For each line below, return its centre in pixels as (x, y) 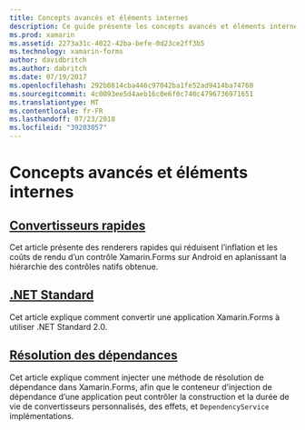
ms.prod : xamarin (42, 35)
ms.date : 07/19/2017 (49, 77)
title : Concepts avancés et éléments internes (99, 18)
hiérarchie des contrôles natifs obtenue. (84, 266)
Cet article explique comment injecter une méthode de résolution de (137, 377)
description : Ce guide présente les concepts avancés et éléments (138, 26)
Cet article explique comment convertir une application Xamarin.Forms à (145, 317)
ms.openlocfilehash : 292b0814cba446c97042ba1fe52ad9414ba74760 (132, 85)
